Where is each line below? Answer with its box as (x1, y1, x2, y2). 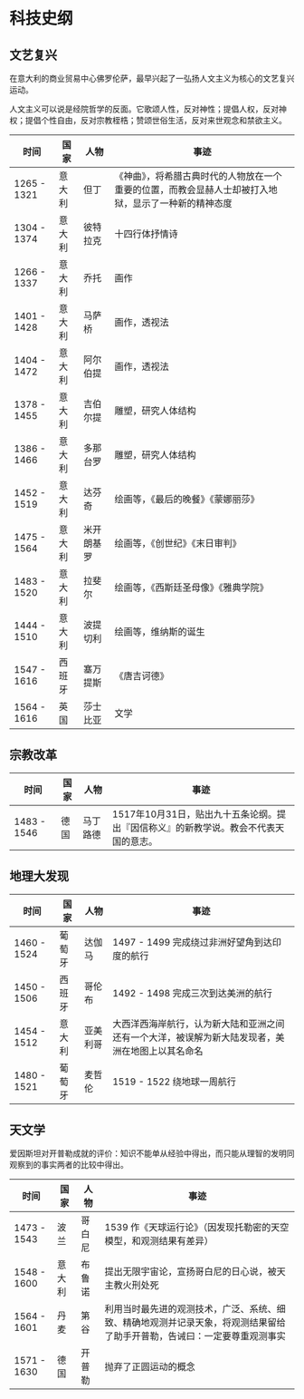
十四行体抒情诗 (114, 228, 178, 240)
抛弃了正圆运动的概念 (104, 1361, 196, 1374)
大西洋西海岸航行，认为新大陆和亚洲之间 (112, 1017, 285, 1030)
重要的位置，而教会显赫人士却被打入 (114, 183, 269, 196)
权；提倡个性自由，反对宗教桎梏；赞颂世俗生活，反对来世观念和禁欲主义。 (9, 115, 287, 125)
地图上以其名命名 (130, 1044, 204, 1057)
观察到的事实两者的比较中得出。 (9, 1160, 128, 1171)
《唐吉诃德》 (114, 670, 169, 682)
